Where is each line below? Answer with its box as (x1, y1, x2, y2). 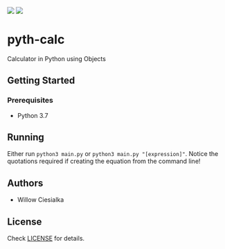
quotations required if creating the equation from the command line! (7, 157, 201, 166)
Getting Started (7, 75, 75, 87)
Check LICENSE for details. (7, 234, 85, 243)
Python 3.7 (17, 111, 48, 119)
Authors (7, 177, 44, 189)
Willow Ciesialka (17, 196, 64, 204)
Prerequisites (7, 96, 53, 105)
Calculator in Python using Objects (7, 54, 106, 62)
